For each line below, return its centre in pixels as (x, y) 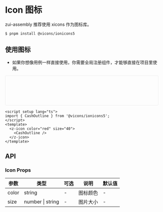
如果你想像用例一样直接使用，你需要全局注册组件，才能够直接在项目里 (82, 62)
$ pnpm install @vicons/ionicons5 (40, 34)
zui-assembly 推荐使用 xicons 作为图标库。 (48, 24)
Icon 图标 (24, 10)
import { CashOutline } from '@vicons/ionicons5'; (57, 116)
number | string (42, 202)
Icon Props (18, 170)
